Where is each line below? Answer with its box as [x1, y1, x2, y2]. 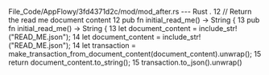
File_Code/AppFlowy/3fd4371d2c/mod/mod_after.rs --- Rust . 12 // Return [8, 7, 252, 16]
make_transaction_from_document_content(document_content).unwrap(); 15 [8, 49, 262, 58]
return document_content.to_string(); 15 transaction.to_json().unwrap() [8, 57, 243, 67]
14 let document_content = [72, 32, 161, 41]
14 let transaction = [72, 41, 137, 50]
